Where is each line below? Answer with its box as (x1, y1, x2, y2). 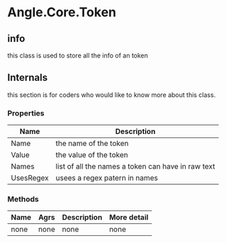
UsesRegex (11, 173, 50, 183)
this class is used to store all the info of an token (7, 51, 149, 60)
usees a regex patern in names (55, 173, 158, 183)
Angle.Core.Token (7, 4, 117, 21)
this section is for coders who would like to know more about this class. (7, 90, 216, 99)
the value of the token (55, 150, 129, 160)
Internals (7, 72, 48, 84)
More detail (108, 213, 149, 222)
